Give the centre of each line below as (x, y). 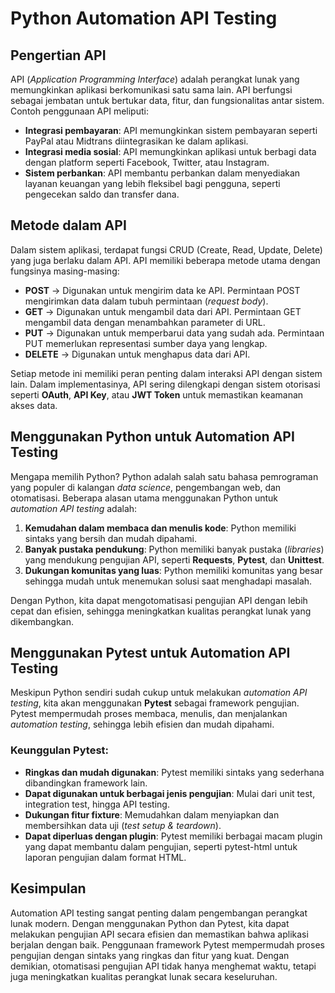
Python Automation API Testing (144, 18)
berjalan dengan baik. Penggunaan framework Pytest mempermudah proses (167, 944)
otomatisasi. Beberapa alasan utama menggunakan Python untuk (144, 498)
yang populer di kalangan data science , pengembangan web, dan (146, 487)
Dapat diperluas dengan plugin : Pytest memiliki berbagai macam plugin (173, 836)
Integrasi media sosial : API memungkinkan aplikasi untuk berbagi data (170, 151)
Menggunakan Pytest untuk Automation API (150, 653)
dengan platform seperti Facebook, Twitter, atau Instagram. (147, 162)
